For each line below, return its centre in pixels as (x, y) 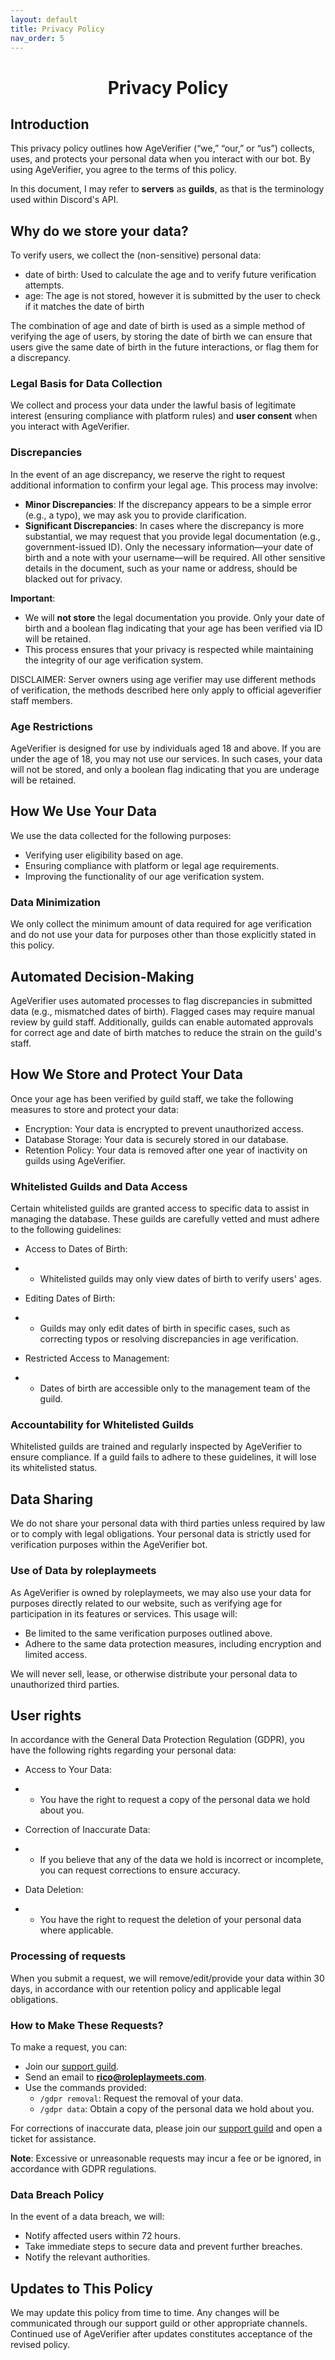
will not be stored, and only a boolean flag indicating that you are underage (165, 770)
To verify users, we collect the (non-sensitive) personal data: (136, 255)
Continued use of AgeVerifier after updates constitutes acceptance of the (161, 2334)
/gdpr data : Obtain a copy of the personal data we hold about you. (177, 2108)
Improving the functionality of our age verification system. (144, 876)
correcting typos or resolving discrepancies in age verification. (169, 1339)
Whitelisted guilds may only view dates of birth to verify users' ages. (180, 1279)
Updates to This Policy (81, 2288)
